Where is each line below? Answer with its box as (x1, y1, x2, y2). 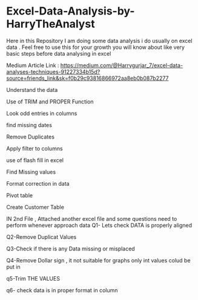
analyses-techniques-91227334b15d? (6, 68, 101, 75)
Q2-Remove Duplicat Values (6, 233, 77, 240)
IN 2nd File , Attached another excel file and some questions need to (6, 215, 177, 222)
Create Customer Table (6, 203, 65, 210)
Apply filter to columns (6, 145, 63, 152)
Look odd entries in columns (6, 109, 78, 117)
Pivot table (6, 192, 33, 199)
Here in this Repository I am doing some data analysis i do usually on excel (6, 37, 193, 44)
